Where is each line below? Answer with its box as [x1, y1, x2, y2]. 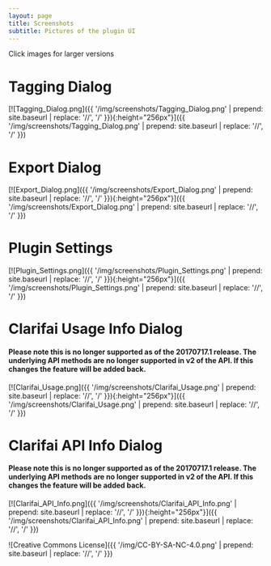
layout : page [8, 11, 53, 20]
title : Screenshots [8, 19, 74, 27]
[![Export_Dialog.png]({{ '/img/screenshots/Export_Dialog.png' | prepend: [8, 185, 253, 195]
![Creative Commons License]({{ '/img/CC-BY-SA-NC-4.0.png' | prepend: [8, 539, 254, 550]
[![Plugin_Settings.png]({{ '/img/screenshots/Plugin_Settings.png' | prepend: [8, 266, 263, 276]
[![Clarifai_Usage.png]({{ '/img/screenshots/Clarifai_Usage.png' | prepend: [8, 382, 256, 392]
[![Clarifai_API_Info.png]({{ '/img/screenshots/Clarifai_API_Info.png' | [8, 498, 237, 508]
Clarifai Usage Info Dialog [8, 320, 184, 338]
